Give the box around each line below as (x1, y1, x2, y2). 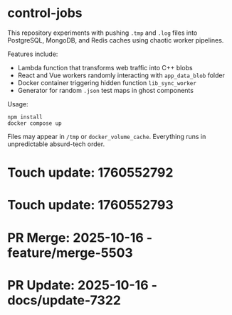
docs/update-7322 (7, 292, 121, 308)
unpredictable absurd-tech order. (7, 140, 105, 148)
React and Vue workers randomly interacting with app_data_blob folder (17, 71, 226, 79)
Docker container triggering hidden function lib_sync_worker (17, 78, 197, 87)
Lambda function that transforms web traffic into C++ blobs (17, 63, 194, 72)
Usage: (7, 99, 28, 108)
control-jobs (7, 5, 83, 21)
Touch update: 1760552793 (7, 197, 174, 214)
